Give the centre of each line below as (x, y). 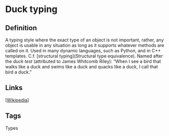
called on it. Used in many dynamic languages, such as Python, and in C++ (83, 51)
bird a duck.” (18, 72)
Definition (21, 28)
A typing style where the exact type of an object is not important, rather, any (84, 40)
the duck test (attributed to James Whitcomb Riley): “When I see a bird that (83, 61)
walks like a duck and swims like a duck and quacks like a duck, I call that (81, 67)
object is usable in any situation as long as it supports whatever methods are (85, 45)
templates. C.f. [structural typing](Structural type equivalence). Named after (84, 56)
